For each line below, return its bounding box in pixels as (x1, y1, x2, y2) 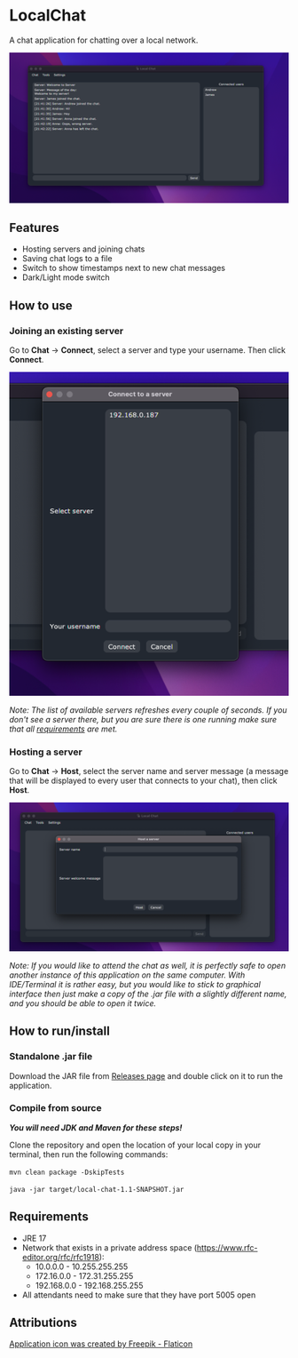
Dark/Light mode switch (21, 272, 110, 283)
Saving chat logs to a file (21, 253, 113, 264)
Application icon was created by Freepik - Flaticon (9, 1338, 193, 1349)
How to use (9, 298, 73, 313)
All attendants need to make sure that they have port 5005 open (21, 1290, 256, 1300)
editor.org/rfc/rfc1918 (21, 1251, 100, 1262)
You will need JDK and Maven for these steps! (9, 1122, 183, 1133)
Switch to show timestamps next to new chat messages (21, 263, 226, 274)
